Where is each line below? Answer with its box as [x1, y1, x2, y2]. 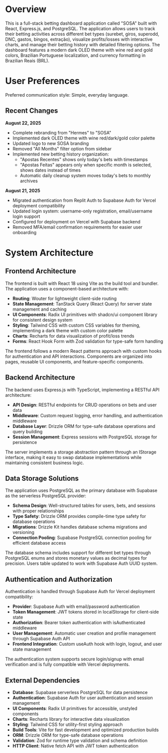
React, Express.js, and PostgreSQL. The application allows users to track [5, 25, 155, 31]
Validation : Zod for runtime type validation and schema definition [12, 737, 148, 743]
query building [12, 428, 43, 434]
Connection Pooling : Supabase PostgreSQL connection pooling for [12, 535, 152, 541]
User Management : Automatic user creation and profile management [12, 630, 156, 636]
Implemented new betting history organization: [12, 151, 109, 157]
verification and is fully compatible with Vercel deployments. [5, 661, 130, 667]
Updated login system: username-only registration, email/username [12, 208, 152, 214]
